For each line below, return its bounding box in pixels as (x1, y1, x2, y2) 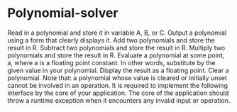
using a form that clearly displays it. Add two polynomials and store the (7, 35, 215, 44)
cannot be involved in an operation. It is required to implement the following (7, 81, 228, 89)
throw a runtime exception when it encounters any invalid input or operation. (7, 96, 231, 104)
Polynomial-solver (7, 5, 118, 21)
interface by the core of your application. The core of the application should (7, 89, 229, 97)
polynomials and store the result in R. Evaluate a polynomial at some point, (7, 51, 225, 60)
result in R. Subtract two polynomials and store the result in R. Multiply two (7, 43, 226, 52)
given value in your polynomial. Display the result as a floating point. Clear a (7, 66, 229, 74)
